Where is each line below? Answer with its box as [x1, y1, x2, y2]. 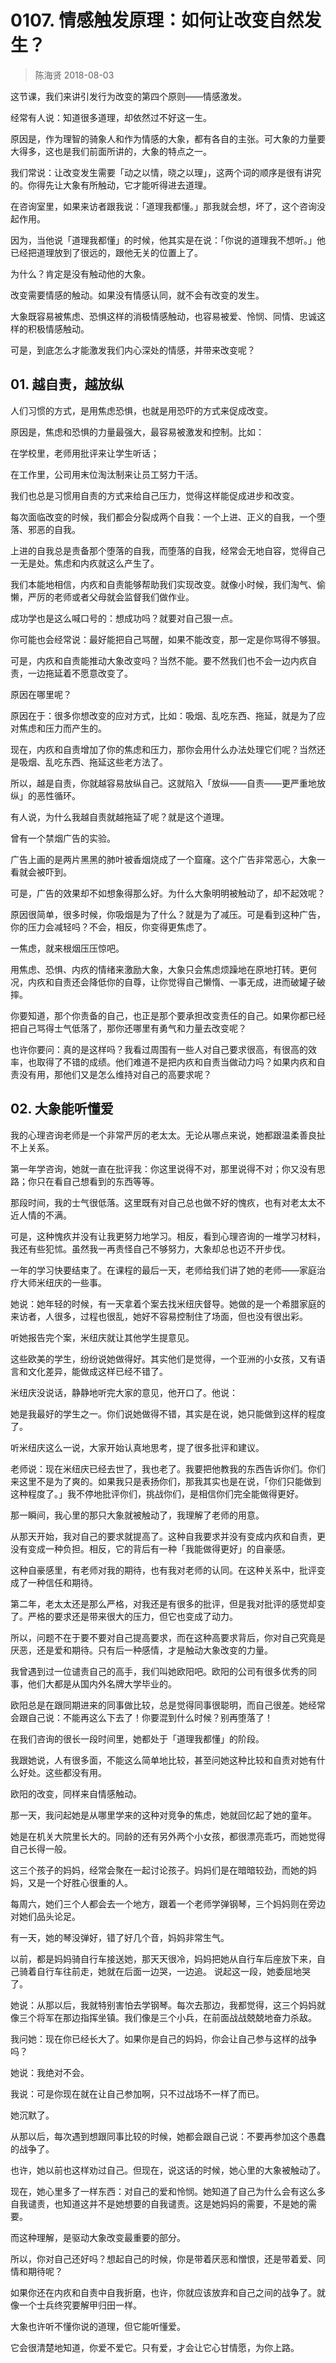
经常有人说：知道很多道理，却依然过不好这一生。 [10, 111, 212, 123]
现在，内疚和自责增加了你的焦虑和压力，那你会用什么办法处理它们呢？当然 [10, 743, 317, 755]
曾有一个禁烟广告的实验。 [10, 832, 116, 844]
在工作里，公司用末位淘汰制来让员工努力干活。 [10, 468, 203, 480]
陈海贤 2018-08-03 [34, 69, 115, 81]
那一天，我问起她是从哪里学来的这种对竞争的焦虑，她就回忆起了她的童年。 [10, 1809, 317, 1821]
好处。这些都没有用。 [18, 1766, 107, 1778]
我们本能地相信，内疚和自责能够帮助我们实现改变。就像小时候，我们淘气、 [10, 578, 317, 590]
